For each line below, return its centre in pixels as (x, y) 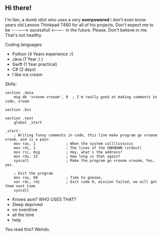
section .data (19, 93)
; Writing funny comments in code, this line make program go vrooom (86, 135)
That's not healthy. (24, 35)
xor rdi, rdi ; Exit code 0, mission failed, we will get (86, 182)
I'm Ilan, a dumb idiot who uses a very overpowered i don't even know (76, 19)
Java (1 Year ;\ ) (28, 59)
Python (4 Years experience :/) (43, 54)
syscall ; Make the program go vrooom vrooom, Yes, (84, 160)
